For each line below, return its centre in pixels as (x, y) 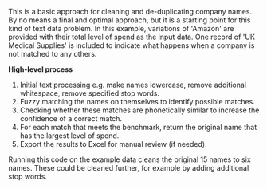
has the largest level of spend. (69, 136)
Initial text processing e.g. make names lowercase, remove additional (133, 85)
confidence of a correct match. (71, 118)
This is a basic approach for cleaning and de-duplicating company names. (130, 12)
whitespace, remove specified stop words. (90, 93)
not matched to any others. (53, 54)
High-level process (41, 69)
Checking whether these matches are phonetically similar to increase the (139, 110)
